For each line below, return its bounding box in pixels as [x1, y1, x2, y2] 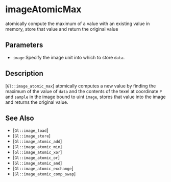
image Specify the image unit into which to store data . [12, 54, 125, 60]
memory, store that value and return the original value [5, 26, 118, 32]
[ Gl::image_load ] [12, 127, 48, 133]
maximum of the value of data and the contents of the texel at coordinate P [5, 88, 162, 94]
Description [5, 69, 43, 78]
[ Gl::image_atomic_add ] [12, 138, 62, 144]
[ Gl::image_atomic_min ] [12, 144, 62, 150]
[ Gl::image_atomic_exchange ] [12, 165, 74, 172]
